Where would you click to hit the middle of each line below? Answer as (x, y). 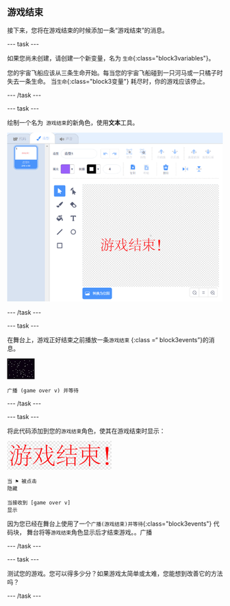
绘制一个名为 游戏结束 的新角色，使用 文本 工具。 (73, 122)
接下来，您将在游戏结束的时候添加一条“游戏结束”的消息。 (88, 30)
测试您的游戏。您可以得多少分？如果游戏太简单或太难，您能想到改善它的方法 (115, 574)
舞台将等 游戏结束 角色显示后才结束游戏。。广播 (89, 532)
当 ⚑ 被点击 (22, 482)
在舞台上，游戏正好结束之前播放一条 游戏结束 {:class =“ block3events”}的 (108, 340)
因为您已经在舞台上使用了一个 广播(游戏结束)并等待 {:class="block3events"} (110, 524)
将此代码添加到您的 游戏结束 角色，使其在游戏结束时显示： (86, 431)
